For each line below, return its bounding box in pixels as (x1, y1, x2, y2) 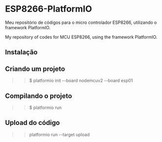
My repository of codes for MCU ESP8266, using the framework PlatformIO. (5, 34, 158, 40)
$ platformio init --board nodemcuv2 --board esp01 (29, 78, 133, 84)
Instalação (5, 48, 38, 56)
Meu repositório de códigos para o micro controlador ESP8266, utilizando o (5, 19, 157, 25)
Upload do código (5, 119, 60, 127)
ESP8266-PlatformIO (5, 3, 92, 15)
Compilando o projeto (5, 91, 72, 100)
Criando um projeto (5, 65, 65, 73)
